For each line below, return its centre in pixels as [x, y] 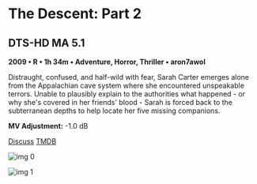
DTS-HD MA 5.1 [47, 43]
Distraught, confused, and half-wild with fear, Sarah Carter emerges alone [128, 77]
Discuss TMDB [32, 141]
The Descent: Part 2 [75, 14]
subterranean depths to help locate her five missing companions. [114, 111]
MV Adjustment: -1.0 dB [48, 126]
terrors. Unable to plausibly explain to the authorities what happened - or [127, 94]
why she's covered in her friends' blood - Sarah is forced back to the [121, 102]
